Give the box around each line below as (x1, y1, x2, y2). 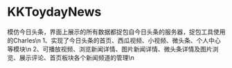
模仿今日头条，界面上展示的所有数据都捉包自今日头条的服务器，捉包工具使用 (7, 27, 226, 36)
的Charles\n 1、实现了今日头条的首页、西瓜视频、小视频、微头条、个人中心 (7, 36, 222, 45)
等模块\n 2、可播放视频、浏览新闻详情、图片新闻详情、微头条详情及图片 (7, 45, 213, 53)
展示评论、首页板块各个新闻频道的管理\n (19, 53, 135, 62)
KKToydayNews (7, 4, 102, 20)
